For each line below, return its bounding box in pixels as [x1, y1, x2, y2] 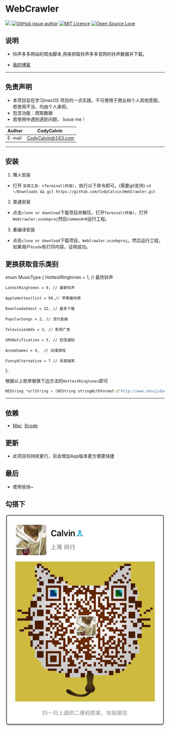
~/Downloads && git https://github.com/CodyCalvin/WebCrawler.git [12, 189, 156, 194]
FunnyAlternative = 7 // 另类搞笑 [5, 359, 75, 364]
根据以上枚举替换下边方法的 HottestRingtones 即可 [5, 378, 108, 384]
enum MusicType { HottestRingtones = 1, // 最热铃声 [5, 274, 113, 281]
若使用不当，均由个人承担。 [12, 103, 71, 110]
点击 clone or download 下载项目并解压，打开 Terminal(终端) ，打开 [12, 209, 148, 216]
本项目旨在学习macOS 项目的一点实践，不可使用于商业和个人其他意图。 [12, 97, 162, 103]
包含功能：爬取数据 [12, 110, 53, 116]
